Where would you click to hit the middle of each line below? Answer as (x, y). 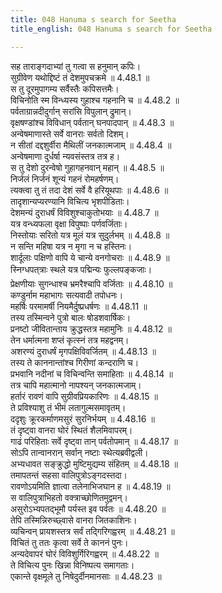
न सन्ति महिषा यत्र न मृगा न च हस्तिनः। (71, 246)
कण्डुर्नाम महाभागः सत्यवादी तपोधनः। (67, 295)
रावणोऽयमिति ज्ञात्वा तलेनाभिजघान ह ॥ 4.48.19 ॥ (90, 486)
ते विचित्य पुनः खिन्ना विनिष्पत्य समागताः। (72, 565)
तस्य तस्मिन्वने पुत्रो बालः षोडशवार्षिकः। (71, 317)
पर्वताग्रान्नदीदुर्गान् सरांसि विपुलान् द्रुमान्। (71, 111)
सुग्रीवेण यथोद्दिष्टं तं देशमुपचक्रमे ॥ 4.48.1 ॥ (80, 77)
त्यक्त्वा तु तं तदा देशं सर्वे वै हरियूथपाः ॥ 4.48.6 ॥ (89, 190)
